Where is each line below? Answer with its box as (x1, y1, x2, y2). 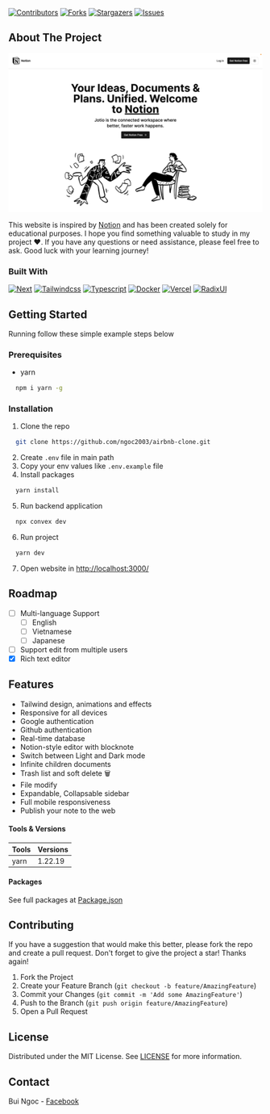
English (31, 618, 57, 627)
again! (8, 957, 29, 966)
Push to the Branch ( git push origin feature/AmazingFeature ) (19, 998, 228, 1008)
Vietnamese (31, 626, 73, 636)
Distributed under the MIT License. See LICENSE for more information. (8, 1052, 243, 1062)
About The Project (8, 31, 102, 44)
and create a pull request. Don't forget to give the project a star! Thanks (8, 949, 247, 958)
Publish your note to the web (19, 806, 116, 815)
